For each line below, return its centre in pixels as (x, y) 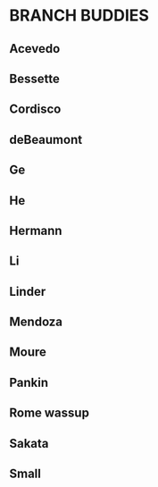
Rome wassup (49, 413)
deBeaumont (46, 139)
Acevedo (35, 49)
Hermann (36, 230)
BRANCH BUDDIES (79, 16)
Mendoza (36, 322)
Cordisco (35, 109)
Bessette (34, 78)
